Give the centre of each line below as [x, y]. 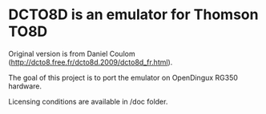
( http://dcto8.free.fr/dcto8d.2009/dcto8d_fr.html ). [91, 62]
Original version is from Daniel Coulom [72, 53]
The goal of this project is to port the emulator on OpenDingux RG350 [123, 77]
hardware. [25, 86]
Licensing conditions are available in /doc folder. [88, 101]
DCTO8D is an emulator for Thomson [133, 15]
